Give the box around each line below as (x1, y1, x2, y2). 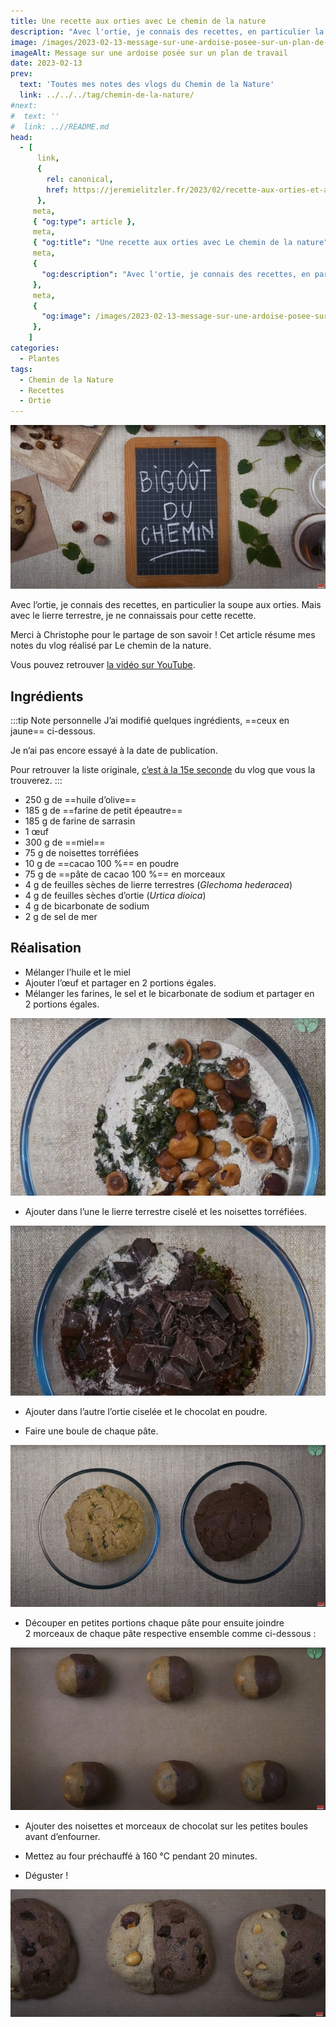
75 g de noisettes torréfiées (24, 847, 139, 859)
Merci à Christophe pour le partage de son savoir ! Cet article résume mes (10, 629, 316, 641)
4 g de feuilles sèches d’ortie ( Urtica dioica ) (24, 890, 207, 902)
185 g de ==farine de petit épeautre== (24, 805, 183, 817)
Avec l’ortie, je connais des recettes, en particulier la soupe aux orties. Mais (10, 599, 322, 611)
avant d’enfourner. (24, 1830, 101, 1842)
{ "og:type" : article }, (32, 216, 137, 227)
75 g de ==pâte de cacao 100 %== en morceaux (24, 868, 226, 880)
